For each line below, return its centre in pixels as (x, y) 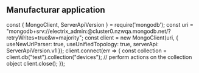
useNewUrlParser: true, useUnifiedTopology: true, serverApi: (83, 44)
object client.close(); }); (36, 63)
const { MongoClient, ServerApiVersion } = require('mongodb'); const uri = (100, 24)
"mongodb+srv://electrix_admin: (47, 31)
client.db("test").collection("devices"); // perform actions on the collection (99, 57)
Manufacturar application (56, 10)
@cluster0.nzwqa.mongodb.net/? (129, 31)
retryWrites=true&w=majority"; (45, 37)
